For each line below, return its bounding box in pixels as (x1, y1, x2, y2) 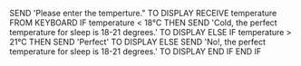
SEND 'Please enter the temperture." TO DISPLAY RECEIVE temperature (9, 8, 277, 18)
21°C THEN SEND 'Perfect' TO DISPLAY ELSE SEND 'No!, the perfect (9, 36, 266, 47)
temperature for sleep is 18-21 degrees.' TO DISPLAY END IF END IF (9, 46, 262, 57)
